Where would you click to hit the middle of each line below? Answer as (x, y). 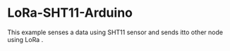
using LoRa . (25, 39)
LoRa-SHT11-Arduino (70, 13)
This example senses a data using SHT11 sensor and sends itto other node (115, 32)
